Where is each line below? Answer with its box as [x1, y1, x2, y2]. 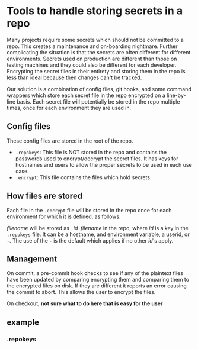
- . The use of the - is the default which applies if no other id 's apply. [7, 237, 174, 244]
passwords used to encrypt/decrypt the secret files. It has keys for [15, 155, 178, 162]
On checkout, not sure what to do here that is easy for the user [7, 300, 163, 307]
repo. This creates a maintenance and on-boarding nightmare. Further [7, 43, 178, 50]
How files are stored [7, 191, 82, 201]
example [7, 317, 40, 327]
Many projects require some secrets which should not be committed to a [7, 36, 184, 43]
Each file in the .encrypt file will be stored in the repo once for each [7, 206, 172, 214]
